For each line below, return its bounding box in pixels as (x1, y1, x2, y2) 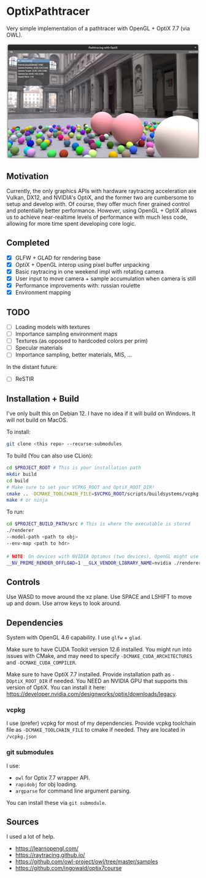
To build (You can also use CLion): (6, 452, 93, 459)
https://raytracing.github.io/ (15, 852, 85, 859)
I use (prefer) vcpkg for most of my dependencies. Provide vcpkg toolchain (6, 719, 196, 727)
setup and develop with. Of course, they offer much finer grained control (6, 200, 190, 207)
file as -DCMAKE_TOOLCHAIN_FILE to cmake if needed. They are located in (6, 726, 186, 734)
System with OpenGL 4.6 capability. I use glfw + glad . (6, 634, 142, 641)
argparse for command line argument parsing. (15, 787, 131, 794)
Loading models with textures (15, 323, 91, 330)
